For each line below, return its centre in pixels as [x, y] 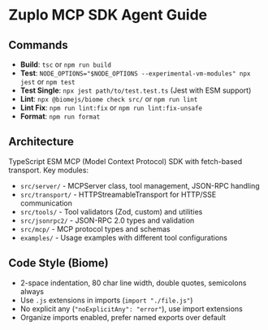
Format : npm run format [60, 116]
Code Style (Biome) [58, 263]
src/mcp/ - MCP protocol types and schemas [95, 228]
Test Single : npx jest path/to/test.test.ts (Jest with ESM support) [136, 90]
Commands [39, 45]
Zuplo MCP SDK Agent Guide [108, 15]
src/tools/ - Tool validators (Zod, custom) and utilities [111, 211]
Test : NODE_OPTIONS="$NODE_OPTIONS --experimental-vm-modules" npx [135, 73]
